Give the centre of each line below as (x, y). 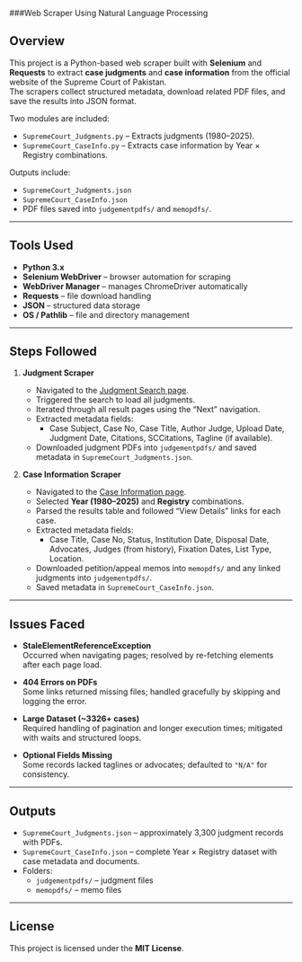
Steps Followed (53, 352)
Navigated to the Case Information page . (111, 492)
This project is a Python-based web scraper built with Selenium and (136, 63)
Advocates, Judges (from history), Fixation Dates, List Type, (160, 549)
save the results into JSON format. (73, 101)
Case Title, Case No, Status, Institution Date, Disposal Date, (159, 540)
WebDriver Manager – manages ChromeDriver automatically (135, 286)
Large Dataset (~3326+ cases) (81, 719)
